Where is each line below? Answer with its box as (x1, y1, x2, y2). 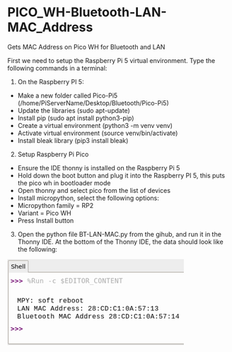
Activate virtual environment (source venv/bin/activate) (17, 129, 178, 137)
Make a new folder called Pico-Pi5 (17, 91, 118, 100)
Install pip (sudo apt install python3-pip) (17, 114, 134, 122)
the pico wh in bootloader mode (17, 178, 111, 187)
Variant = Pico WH (17, 209, 72, 217)
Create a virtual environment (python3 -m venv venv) (17, 121, 173, 129)
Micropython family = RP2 (17, 201, 94, 209)
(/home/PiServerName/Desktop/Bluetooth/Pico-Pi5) (17, 98, 170, 107)
